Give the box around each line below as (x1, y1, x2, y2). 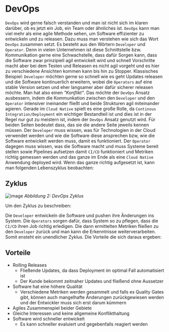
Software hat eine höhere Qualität (12, 283, 83, 290)
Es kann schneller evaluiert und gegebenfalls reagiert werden (20, 321, 148, 327)
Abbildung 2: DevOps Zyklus (24, 193, 84, 199)
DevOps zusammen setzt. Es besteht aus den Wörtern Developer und (5, 41, 145, 47)
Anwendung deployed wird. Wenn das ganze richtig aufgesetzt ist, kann (5, 159, 155, 165)
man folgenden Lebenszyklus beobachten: (5, 165, 94, 171)
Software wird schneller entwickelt (12, 315, 85, 321)
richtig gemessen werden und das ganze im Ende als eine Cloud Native (5, 154, 154, 160)
